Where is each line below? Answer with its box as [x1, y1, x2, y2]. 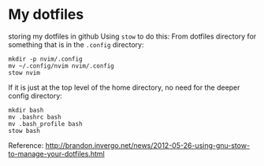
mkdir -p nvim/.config [8, 55, 83, 63]
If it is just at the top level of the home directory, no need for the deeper [8, 83, 240, 92]
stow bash [8, 127, 41, 135]
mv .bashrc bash [8, 113, 61, 121]
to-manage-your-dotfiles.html [8, 149, 105, 158]
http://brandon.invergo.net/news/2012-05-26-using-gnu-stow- [45, 140, 251, 150]
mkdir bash [8, 106, 44, 114]
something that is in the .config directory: [8, 39, 144, 49]
